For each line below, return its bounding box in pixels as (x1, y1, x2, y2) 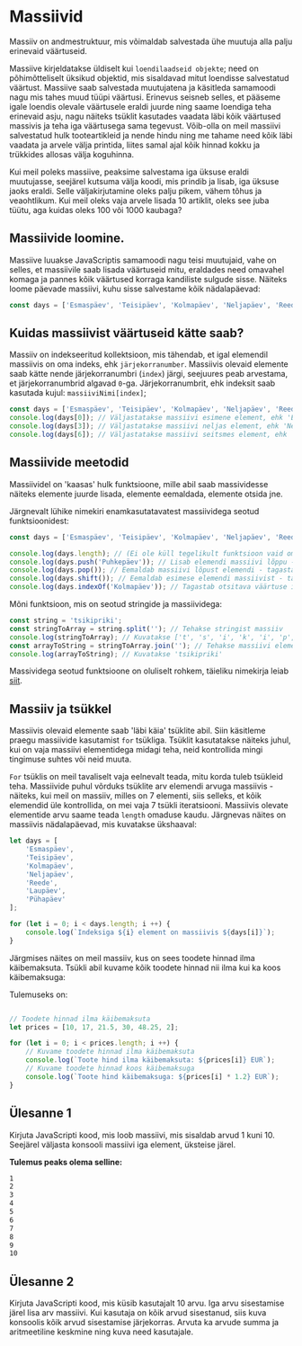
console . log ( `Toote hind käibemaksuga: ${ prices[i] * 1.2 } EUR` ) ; (25, 1072, 280, 1081)
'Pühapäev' (25, 895, 67, 905)
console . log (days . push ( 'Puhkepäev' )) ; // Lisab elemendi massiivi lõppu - (9, 557, 296, 566)
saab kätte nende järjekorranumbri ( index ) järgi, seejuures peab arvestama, (9, 369, 289, 379)
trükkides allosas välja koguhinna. (9, 148, 135, 159)
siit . (9, 675, 22, 686)
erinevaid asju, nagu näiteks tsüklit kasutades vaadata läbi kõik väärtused (9, 111, 281, 121)
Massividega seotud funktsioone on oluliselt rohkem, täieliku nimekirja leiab (9, 665, 289, 676)
